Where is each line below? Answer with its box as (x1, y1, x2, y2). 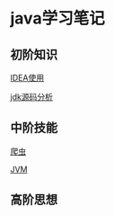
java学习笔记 (10, 8, 106, 29)
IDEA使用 (10, 73, 44, 83)
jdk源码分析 (10, 92, 53, 102)
